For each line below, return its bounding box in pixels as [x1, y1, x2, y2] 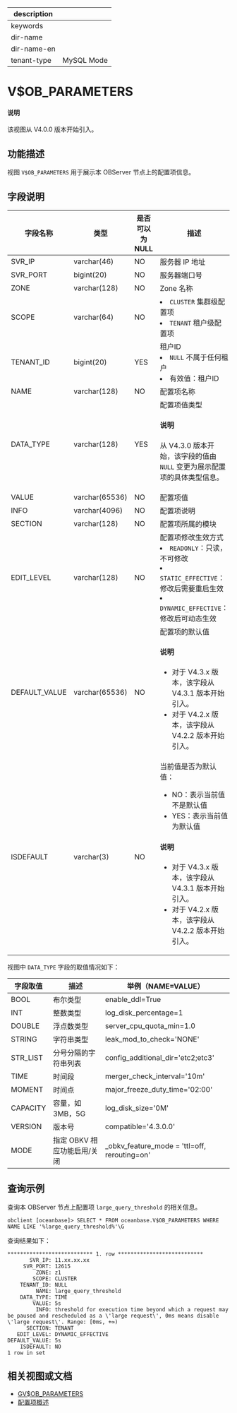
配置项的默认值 [159, 626, 209, 636]
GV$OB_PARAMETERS [17, 1389, 84, 1397]
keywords [11, 21, 44, 30]
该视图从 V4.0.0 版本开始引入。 [7, 125, 98, 133]
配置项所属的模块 [159, 519, 217, 529]
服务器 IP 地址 [159, 257, 206, 267]
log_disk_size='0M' [104, 1103, 169, 1113]
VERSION [11, 1121, 42, 1131]
